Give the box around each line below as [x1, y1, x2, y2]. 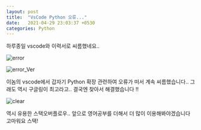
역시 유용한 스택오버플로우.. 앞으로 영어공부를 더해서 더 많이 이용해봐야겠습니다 [6, 110, 191, 117]
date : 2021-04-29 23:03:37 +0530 [6, 20, 95, 26]
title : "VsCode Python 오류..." [6, 14, 88, 20]
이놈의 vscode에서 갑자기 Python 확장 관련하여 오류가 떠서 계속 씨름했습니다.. [6, 78, 189, 85]
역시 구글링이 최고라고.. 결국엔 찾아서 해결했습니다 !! [17, 86, 139, 93]
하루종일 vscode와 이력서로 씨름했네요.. [6, 42, 100, 49]
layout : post [6, 8, 39, 15]
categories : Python [6, 25, 55, 32]
